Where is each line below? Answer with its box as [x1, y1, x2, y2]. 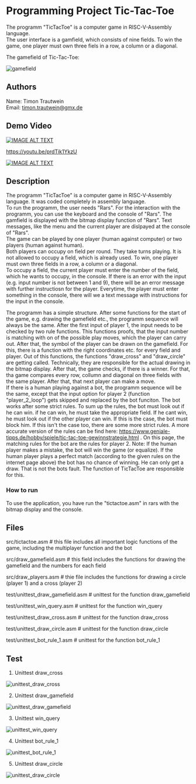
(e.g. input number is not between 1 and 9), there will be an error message [6, 279, 185, 286]
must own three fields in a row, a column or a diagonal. [6, 260, 138, 268]
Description [6, 176, 50, 186]
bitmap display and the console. [6, 506, 83, 513]
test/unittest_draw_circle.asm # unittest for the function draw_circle [6, 625, 169, 632]
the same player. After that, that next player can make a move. [6, 378, 156, 385]
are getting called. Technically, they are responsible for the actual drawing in [6, 359, 191, 366]
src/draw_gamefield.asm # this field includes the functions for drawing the [6, 556, 185, 563]
